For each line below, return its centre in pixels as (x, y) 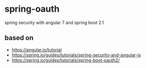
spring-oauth (32, 9)
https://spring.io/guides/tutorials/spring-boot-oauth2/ (66, 60)
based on (19, 38)
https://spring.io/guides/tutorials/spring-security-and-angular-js (76, 55)
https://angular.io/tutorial (37, 49)
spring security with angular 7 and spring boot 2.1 (54, 23)
